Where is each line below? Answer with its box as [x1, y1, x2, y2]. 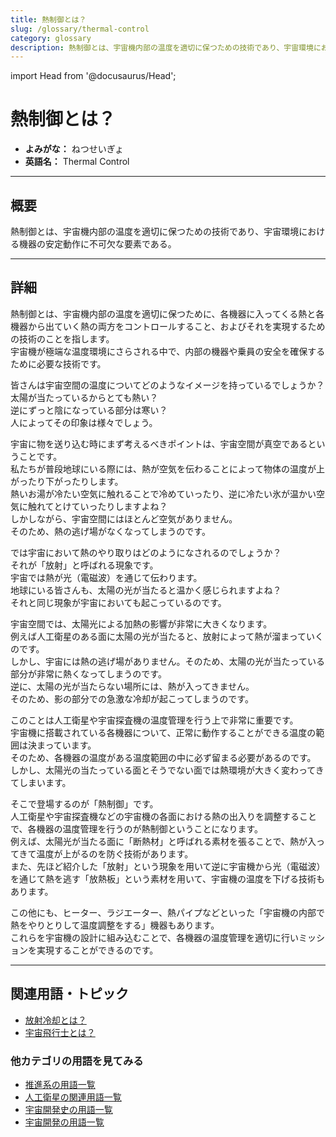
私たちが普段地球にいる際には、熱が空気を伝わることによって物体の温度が [10, 462, 317, 475]
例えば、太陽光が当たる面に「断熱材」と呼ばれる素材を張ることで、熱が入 [10, 835, 317, 847]
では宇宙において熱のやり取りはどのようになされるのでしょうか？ [10, 546, 282, 558]
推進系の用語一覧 [24, 1078, 96, 1090]
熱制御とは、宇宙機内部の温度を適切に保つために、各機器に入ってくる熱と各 [10, 307, 325, 320]
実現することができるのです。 [36, 944, 159, 956]
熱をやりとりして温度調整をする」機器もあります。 [10, 919, 220, 931]
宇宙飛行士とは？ [24, 1026, 96, 1038]
